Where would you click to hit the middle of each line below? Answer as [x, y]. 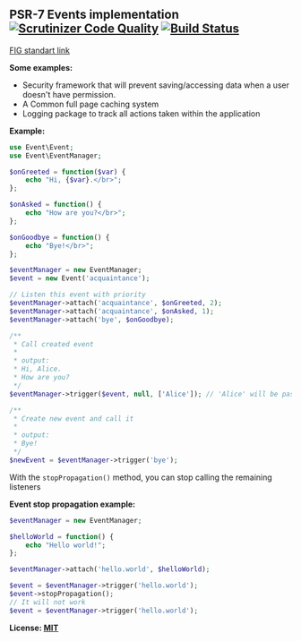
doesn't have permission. [69, 94]
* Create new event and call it [73, 419]
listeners [25, 486]
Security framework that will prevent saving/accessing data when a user [155, 85]
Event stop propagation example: [73, 504]
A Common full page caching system [90, 104]
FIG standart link [39, 50]
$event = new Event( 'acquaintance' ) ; [80, 278]
